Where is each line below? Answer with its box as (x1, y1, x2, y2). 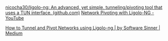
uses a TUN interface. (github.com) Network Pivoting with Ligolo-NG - (5, 10, 154, 16)
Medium (5, 30, 23, 36)
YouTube (5, 15, 24, 21)
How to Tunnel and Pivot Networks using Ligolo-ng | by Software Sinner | (5, 25, 161, 31)
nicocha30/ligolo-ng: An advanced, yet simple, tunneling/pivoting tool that (5, 5, 163, 10)
